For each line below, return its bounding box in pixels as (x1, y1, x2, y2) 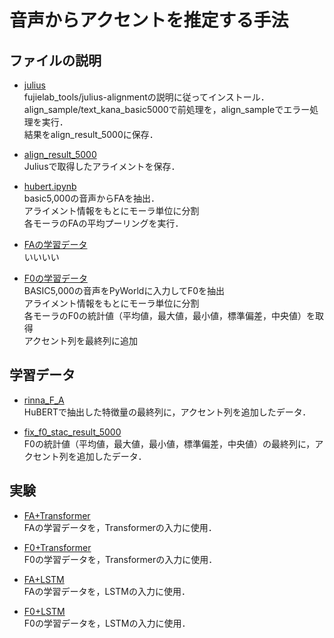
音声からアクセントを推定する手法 (9, 9, 289, 32)
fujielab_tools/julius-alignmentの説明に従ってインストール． (23, 91, 270, 103)
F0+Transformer (23, 541, 92, 553)
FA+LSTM (23, 573, 65, 585)
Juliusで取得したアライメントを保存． (23, 161, 181, 172)
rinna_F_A (23, 394, 65, 406)
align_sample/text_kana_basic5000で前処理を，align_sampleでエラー (23, 104, 311, 115)
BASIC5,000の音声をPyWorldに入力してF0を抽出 (23, 285, 226, 296)
